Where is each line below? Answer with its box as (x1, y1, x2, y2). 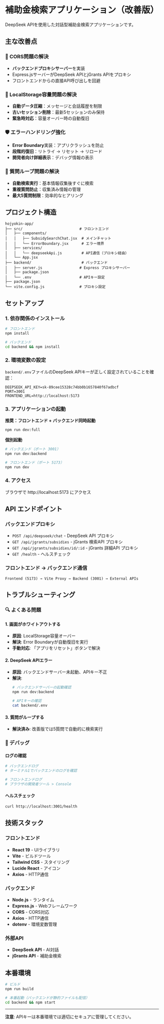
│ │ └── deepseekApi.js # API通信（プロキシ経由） (5, 251, 129, 256)
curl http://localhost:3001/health (5, 804, 78, 809)
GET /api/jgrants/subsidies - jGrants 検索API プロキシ (12, 539, 123, 545)
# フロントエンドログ (5, 777, 42, 782)
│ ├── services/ (5, 245, 42, 250)
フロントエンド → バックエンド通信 (5, 564, 87, 571)
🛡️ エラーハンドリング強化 (5, 128, 66, 135)
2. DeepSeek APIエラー (5, 657, 53, 663)
